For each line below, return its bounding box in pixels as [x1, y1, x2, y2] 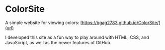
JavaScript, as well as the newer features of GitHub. [5, 39, 112, 45]
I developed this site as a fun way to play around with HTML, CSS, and [5, 34, 149, 40]
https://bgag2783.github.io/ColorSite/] [82, 20, 161, 25]
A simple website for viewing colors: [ [5, 20, 82, 25]
